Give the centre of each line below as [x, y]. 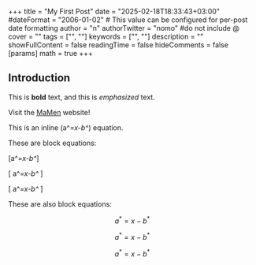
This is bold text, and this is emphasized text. [82, 97]
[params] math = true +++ [50, 53]
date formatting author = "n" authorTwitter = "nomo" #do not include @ [124, 28]
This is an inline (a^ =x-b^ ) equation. [66, 127]
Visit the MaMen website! [49, 112]
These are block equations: [52, 143]
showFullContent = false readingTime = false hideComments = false [119, 45]
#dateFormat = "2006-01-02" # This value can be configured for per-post [128, 20]
